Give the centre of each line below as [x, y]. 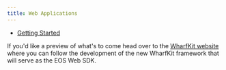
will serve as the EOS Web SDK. [52, 60]
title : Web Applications [42, 13]
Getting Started [38, 33]
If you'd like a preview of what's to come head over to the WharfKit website [113, 46]
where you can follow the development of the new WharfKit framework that [113, 53]
